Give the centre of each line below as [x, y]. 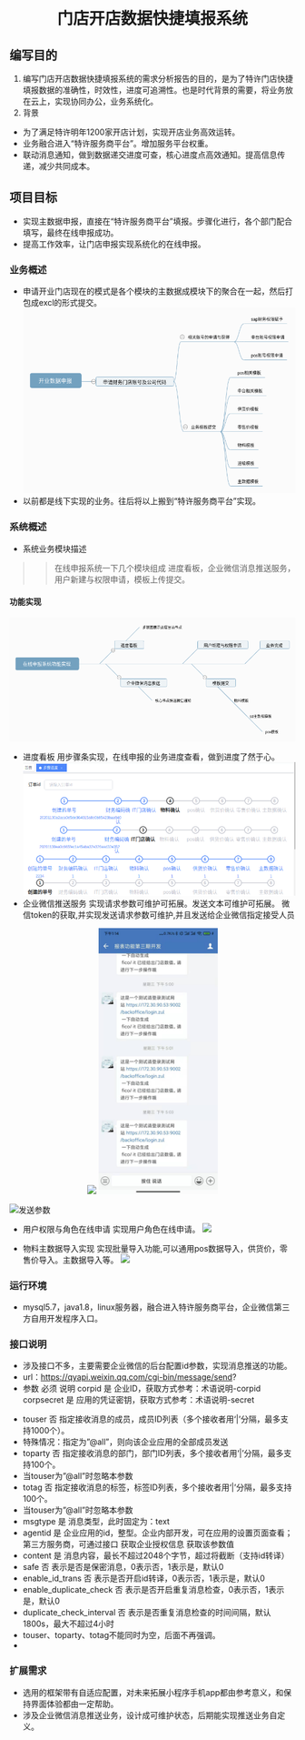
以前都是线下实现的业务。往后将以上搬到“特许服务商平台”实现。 [142, 501]
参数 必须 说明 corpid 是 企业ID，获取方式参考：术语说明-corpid [142, 1389]
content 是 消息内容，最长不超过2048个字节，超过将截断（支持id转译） [156, 1555]
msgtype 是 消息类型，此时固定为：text [96, 1522]
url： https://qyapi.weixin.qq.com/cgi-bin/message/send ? [129, 1377]
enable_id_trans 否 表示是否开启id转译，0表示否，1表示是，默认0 [143, 1578]
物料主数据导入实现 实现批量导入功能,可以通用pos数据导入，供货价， [151, 1248]
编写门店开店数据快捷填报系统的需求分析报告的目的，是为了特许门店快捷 [157, 79]
